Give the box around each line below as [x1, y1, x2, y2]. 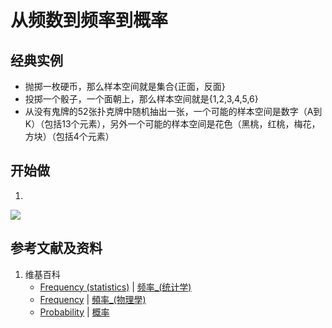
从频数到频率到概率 [10, 9, 169, 32]
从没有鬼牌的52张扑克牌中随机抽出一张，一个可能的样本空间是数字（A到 [24, 106, 323, 117]
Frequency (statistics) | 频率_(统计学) [39, 281, 192, 293]
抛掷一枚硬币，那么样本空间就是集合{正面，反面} [24, 81, 226, 92]
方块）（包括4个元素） [24, 131, 115, 142]
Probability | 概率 [39, 306, 110, 318]
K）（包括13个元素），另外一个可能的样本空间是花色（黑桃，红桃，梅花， [24, 118, 321, 130]
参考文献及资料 [10, 240, 103, 257]
